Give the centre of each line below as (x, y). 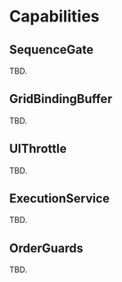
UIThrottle (38, 149)
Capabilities (54, 17)
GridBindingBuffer (61, 99)
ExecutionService (60, 199)
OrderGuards (46, 248)
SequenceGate (51, 50)
